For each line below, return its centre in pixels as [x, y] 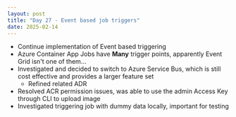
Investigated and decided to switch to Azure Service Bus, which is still [119, 69]
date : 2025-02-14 [33, 27]
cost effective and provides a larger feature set [86, 76]
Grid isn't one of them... [52, 62]
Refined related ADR [57, 84]
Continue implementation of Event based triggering [92, 47]
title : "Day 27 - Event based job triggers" [74, 20]
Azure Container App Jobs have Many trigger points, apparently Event [120, 54]
